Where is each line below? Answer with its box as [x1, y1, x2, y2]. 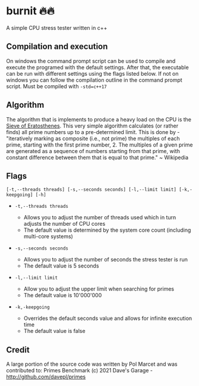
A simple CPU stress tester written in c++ [6, 24, 108, 31]
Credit [6, 344, 30, 355]
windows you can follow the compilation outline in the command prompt [6, 76, 182, 83]
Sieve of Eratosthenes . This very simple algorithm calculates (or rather [6, 122, 179, 129]
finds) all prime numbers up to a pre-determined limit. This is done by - [6, 128, 180, 135]
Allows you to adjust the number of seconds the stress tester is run [23, 256, 188, 263]
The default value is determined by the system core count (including [23, 226, 191, 234]
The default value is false [23, 328, 86, 335]
